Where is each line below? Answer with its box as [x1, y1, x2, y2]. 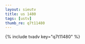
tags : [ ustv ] [5, 16, 32, 21]
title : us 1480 [5, 12, 36, 16]
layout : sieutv [5, 7, 36, 12]
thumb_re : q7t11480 [5, 20, 45, 26]
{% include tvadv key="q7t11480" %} [5, 34, 80, 40]
